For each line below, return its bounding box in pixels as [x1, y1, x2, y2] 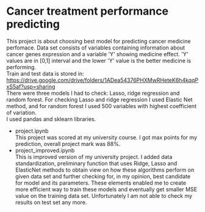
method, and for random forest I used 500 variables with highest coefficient [6, 102, 197, 109]
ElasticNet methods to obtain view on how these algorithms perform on [15, 166, 195, 174]
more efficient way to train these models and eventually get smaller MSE [15, 185, 197, 193]
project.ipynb [15, 127, 49, 134]
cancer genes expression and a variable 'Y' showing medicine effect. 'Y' [6, 50, 189, 57]
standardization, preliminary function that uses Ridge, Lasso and [15, 159, 178, 167]
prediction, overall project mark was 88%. [15, 140, 121, 147]
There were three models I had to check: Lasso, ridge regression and [6, 89, 180, 97]
